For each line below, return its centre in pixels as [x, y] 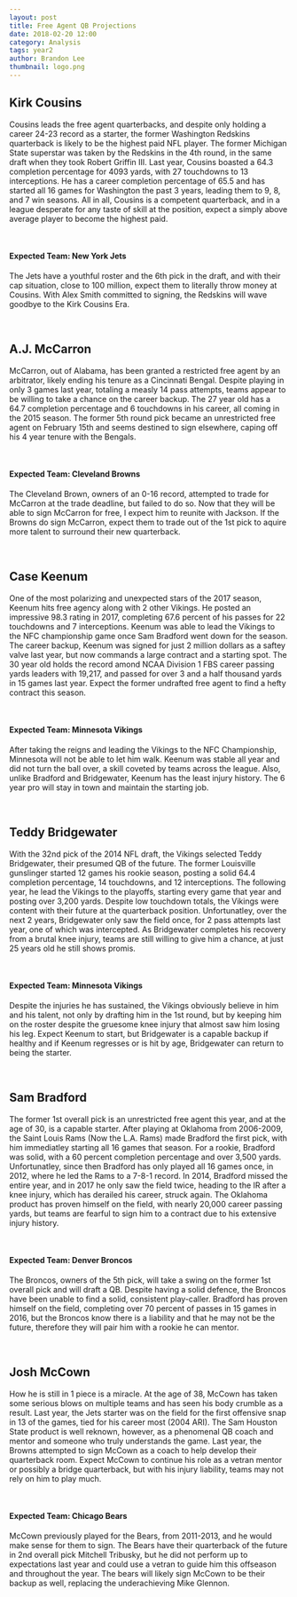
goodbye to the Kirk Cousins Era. [70, 304]
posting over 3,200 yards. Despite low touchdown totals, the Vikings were [144, 901]
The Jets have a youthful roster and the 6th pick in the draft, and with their [145, 275]
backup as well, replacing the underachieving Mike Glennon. [120, 1583]
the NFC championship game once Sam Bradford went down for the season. [148, 636]
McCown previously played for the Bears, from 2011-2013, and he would [141, 1536]
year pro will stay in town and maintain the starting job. [109, 787]
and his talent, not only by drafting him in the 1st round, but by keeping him [145, 1015]
